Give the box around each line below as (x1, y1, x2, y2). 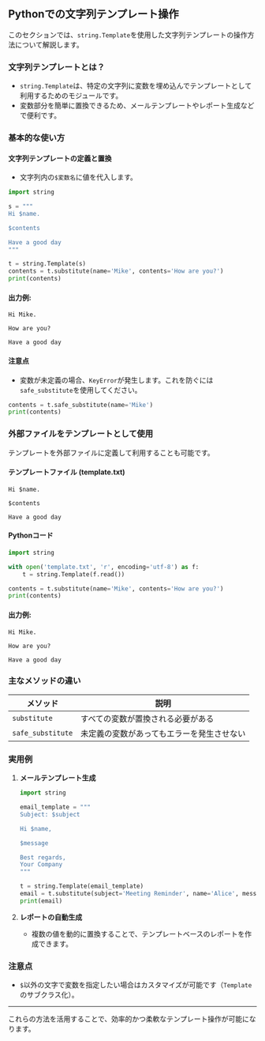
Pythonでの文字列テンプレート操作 (8, 7, 179, 21)
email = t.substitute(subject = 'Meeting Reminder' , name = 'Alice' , (19, 890, 239, 898)
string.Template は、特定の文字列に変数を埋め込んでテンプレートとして (19, 81, 252, 91)
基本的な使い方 (8, 133, 65, 144)
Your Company (19, 861, 63, 869)
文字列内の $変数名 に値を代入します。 (19, 172, 138, 182)
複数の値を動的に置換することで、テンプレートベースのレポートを (31, 929, 245, 938)
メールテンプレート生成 (19, 773, 96, 783)
